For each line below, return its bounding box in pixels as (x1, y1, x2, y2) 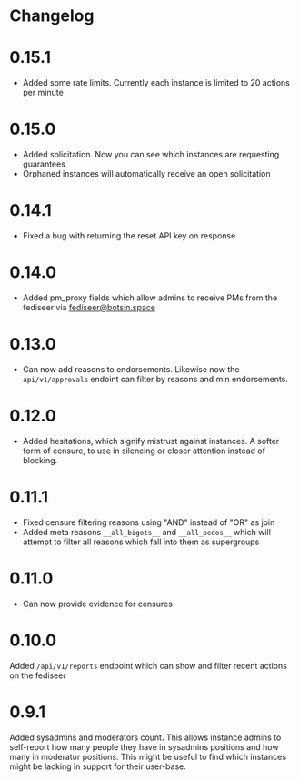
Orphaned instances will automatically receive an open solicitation (22, 168, 271, 179)
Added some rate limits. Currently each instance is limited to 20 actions (22, 77, 291, 88)
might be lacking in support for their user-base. (9, 761, 186, 772)
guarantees (22, 158, 66, 169)
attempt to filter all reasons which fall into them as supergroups (22, 536, 260, 547)
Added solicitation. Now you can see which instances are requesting (22, 149, 280, 160)
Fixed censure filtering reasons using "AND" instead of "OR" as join (22, 516, 275, 528)
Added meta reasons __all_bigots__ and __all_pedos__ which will (22, 526, 271, 537)
